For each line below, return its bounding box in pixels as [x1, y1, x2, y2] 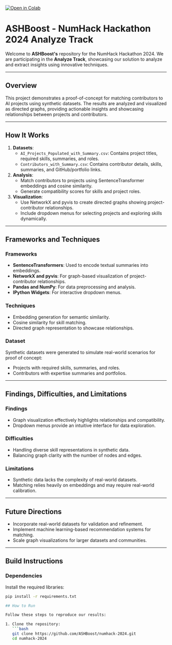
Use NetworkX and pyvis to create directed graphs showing [20, 199, 147, 205]
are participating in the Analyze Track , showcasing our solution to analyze [5, 56, 163, 62]
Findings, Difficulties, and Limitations [5, 390, 127, 399]
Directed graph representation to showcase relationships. [12, 325, 134, 331]
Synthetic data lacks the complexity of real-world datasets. [12, 477, 137, 483]
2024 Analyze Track [5, 34, 94, 46]
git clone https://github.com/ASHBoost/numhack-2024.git [12, 631, 137, 636]
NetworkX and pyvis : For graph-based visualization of [12, 273, 129, 279]
